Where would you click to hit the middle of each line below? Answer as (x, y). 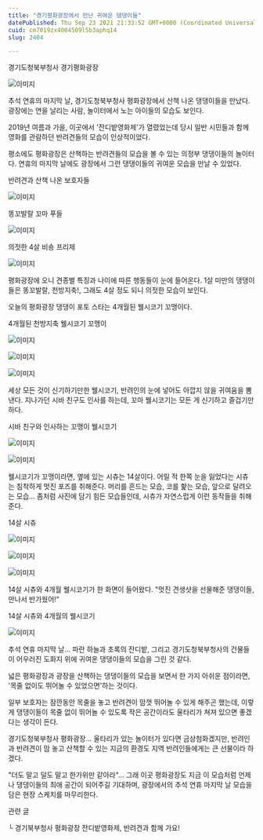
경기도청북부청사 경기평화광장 (54, 68)
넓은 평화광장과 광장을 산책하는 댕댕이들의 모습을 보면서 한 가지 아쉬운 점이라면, (129, 676)
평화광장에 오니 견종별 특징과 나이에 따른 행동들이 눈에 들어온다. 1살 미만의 (121, 280)
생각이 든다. (40, 722)
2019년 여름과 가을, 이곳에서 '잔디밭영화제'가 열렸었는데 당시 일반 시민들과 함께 (128, 127)
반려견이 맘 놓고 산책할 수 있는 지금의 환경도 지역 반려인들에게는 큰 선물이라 (131, 749)
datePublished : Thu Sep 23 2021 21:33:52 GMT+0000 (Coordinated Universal (133, 23)
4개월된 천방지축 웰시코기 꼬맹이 (58, 323)
